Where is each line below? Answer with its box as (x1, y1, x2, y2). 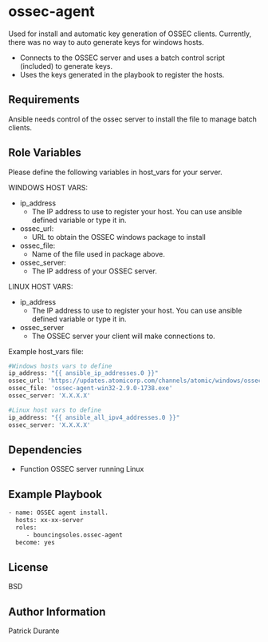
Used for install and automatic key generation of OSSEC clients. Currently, (8, 29, 252, 38)
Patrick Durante (8, 626, 60, 636)
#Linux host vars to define (8, 406, 102, 414)
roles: (15, 523, 37, 532)
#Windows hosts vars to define (8, 362, 112, 370)
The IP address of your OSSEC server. (31, 266, 158, 276)
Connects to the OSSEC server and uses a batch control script (19, 53, 226, 62)
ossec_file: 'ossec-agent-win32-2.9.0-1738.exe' (8, 385, 173, 393)
